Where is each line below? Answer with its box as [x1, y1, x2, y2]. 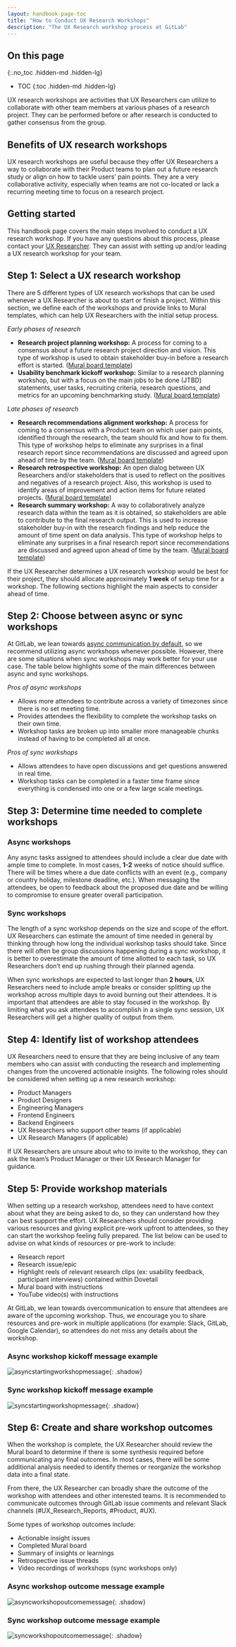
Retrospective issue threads [17, 1557, 99, 1565]
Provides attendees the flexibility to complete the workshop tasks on [17, 712, 217, 720]
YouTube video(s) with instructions [17, 1290, 118, 1299]
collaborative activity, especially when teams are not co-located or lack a [7, 180, 220, 188]
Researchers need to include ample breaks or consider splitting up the [7, 983, 211, 992]
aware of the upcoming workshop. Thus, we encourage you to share [7, 1312, 206, 1320]
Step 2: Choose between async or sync [7, 610, 183, 622]
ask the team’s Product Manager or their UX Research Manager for [7, 1155, 201, 1163]
